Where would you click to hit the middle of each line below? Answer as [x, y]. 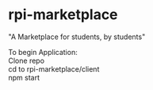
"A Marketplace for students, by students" [77, 37]
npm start [24, 77]
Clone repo [27, 61]
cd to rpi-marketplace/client [54, 68]
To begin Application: [43, 52]
